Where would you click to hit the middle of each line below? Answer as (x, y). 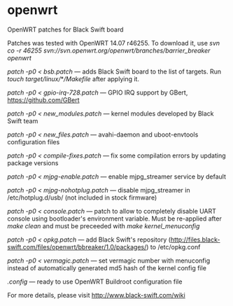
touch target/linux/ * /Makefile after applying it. (73, 78)
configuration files (34, 141)
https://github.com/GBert (43, 99)
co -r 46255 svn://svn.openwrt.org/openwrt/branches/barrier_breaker (109, 50)
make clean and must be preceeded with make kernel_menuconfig (104, 225)
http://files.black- (195, 239)
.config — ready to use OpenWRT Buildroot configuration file (95, 281)
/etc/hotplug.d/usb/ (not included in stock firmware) (82, 197)
